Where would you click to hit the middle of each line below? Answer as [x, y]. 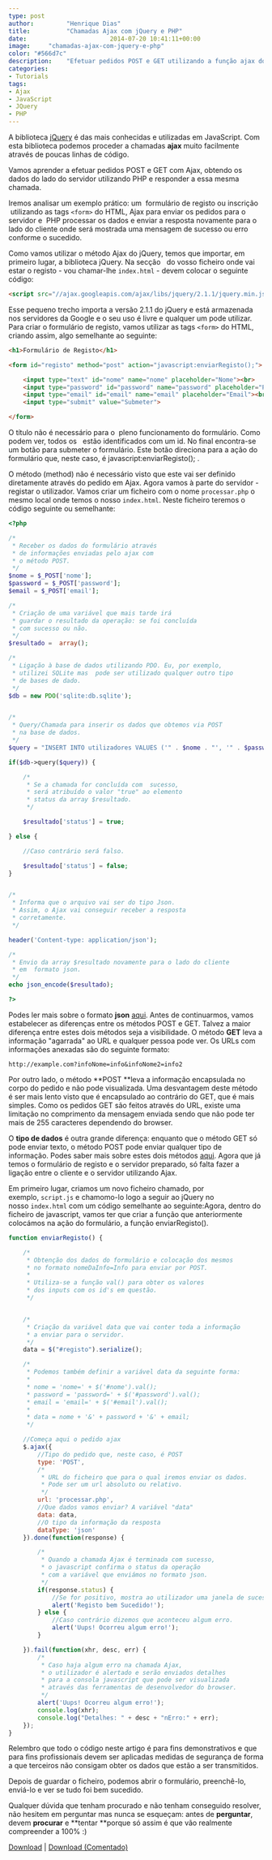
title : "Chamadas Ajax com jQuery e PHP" [96, 31]
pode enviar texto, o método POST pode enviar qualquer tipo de [115, 1146]
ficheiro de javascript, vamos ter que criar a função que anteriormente [125, 1214]
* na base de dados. [47, 733]
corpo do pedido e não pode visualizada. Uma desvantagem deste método [133, 1088]
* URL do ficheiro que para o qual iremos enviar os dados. [144, 1477]
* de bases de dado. [47, 680]
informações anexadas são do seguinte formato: [89, 1049]
